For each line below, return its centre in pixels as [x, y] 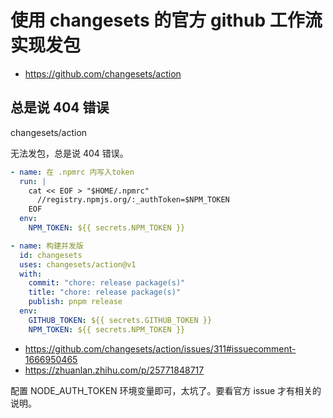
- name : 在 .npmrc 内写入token [72, 172]
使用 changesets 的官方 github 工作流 [166, 20]
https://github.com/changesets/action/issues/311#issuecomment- [160, 348]
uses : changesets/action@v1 [78, 264]
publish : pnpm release [75, 302]
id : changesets [51, 255]
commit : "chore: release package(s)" [107, 283]
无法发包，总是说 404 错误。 [69, 153]
